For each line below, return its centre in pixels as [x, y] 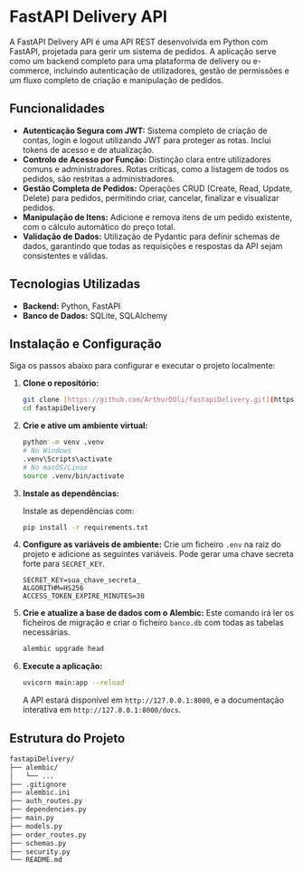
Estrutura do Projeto [67, 738]
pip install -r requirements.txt [85, 527]
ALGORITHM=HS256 [53, 589]
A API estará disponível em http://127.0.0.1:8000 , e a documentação [153, 700]
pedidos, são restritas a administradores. [99, 178]
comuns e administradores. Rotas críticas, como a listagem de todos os [156, 168]
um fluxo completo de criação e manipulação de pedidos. [117, 80]
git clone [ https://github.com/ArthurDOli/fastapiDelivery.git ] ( [148, 400]
